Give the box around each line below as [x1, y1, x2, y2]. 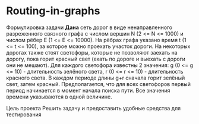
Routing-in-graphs [6, 4, 100, 18]
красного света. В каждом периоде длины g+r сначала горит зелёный [6, 74, 185, 81]
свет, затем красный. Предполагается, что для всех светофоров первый [6, 80, 191, 87]
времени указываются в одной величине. [6, 93, 113, 100]
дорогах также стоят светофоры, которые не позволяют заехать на [6, 49, 178, 56]
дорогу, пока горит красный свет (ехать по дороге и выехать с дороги [6, 55, 185, 62]
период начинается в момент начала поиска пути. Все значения [6, 87, 170, 94]
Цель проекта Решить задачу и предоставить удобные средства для [6, 104, 181, 112]
